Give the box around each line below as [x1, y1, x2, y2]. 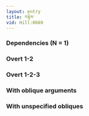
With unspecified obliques [6, 102, 84, 110]
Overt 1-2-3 [6, 71, 40, 79]
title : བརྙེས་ [6, 14, 34, 20]
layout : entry [6, 8, 41, 15]
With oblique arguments [6, 87, 77, 95]
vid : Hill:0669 [6, 19, 44, 25]
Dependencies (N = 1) [6, 39, 69, 47]
